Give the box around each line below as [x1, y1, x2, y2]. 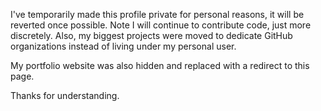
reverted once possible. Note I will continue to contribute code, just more [10, 19, 312, 31]
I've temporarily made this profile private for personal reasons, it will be [10, 9, 305, 20]
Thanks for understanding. [10, 90, 120, 101]
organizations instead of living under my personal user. [10, 40, 237, 52]
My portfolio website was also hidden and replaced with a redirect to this [10, 60, 310, 71]
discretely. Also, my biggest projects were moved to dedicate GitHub [10, 30, 293, 41]
